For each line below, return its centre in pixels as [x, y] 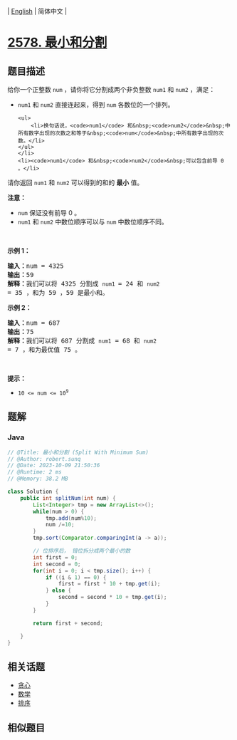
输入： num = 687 [34, 323]
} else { [58, 590]
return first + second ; [68, 623]
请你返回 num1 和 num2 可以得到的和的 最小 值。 [75, 182]
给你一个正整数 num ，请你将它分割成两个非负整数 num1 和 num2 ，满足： [111, 89]
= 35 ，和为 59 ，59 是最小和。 [58, 292]
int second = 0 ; [57, 564]
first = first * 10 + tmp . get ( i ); [109, 584]
